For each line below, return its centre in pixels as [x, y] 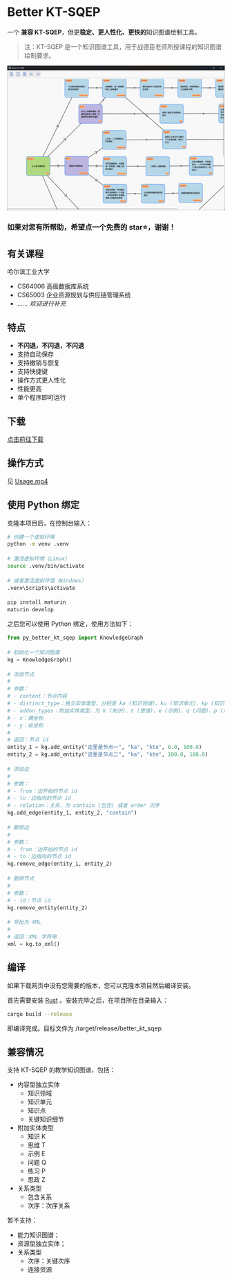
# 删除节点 [21, 879]
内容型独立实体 [38, 1085]
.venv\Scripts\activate [41, 588]
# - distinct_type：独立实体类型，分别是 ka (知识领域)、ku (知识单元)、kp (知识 [116, 704]
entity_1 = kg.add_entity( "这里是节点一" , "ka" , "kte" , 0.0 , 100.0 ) [105, 748]
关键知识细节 [46, 1119]
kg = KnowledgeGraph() [40, 660]
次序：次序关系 [49, 1206]
